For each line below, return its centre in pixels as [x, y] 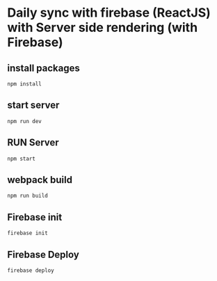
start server [33, 105]
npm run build [28, 196]
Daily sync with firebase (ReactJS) [109, 13]
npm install [24, 84]
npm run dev [24, 121]
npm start [22, 159]
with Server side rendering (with [103, 27]
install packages [43, 68]
